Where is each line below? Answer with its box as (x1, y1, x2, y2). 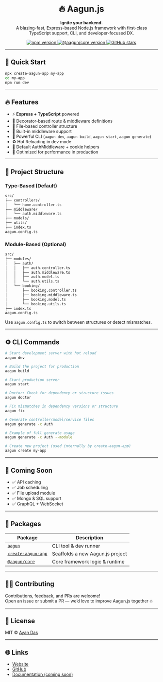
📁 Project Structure (5, 167, 64, 176)
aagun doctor (5, 395, 32, 400)
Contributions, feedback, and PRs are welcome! (5, 593, 100, 599)
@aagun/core (7, 559, 35, 564)
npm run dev (5, 80, 29, 85)
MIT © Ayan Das (5, 630, 38, 635)
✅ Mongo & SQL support (12, 495, 62, 501)
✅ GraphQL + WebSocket (12, 501, 64, 507)
